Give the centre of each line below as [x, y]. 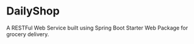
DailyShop [33, 11]
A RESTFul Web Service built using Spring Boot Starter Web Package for [97, 28]
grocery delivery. [28, 34]
